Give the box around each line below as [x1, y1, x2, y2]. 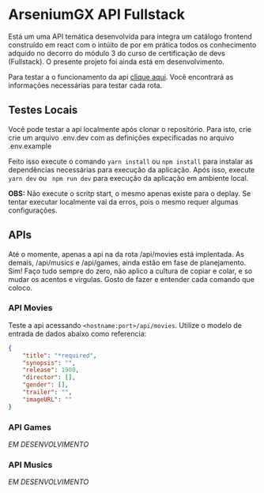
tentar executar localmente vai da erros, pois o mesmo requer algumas [8, 197, 239, 206]
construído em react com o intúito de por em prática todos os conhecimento [8, 40, 257, 49]
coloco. [8, 283, 33, 292]
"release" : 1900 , [22, 366, 80, 374]
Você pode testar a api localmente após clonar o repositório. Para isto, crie [8, 124, 251, 134]
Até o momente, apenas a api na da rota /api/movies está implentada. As [8, 249, 245, 258]
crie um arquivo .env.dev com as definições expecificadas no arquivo [8, 133, 235, 142]
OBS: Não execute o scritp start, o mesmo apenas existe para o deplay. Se [8, 188, 251, 198]
